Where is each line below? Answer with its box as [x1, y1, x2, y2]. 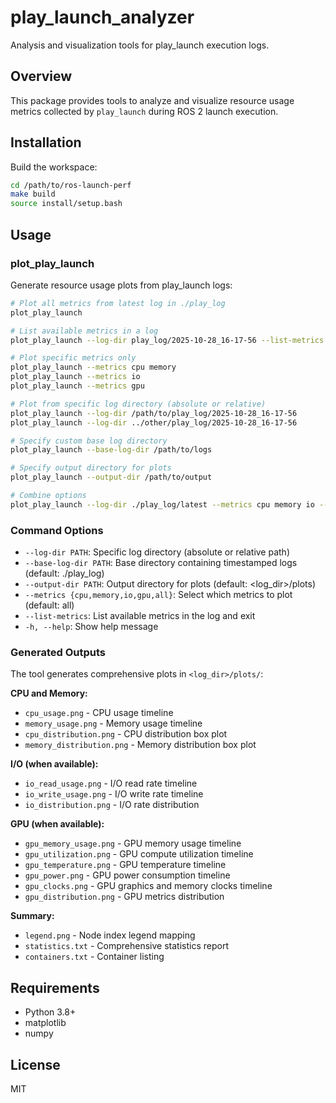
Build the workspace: [10, 161, 98, 173]
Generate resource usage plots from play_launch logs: [10, 279, 233, 291]
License [10, 1056, 61, 1073]
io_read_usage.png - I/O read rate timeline [24, 777, 198, 790]
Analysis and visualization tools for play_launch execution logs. [10, 39, 270, 51]
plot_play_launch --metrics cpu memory [10, 362, 177, 373]
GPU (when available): [10, 818, 105, 830]
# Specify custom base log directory [10, 436, 168, 446]
